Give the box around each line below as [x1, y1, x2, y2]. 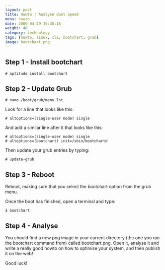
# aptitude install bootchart [5, 71, 68, 76]
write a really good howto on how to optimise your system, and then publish [5, 245, 161, 251]
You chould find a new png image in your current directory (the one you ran [5, 235, 160, 241]
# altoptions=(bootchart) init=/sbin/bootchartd [5, 138, 108, 144]
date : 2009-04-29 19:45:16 [5, 21, 61, 26]
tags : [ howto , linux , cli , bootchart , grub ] [5, 35, 99, 40]
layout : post [5, 7, 32, 12]
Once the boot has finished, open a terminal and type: [5, 199, 116, 204]
